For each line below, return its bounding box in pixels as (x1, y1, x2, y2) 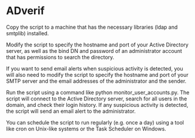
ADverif (6, 4, 45, 18)
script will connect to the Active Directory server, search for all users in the (6, 95, 187, 102)
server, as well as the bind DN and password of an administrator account (6, 47, 182, 54)
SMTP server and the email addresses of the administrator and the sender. (6, 78, 187, 85)
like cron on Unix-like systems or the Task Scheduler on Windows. (6, 125, 166, 132)
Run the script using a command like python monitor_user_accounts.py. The (6, 89, 190, 96)
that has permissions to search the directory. (6, 53, 115, 60)
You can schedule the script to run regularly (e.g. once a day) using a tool (6, 119, 184, 126)
